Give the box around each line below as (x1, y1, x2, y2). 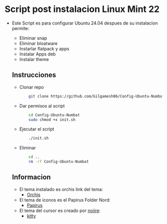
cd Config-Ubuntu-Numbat (28, 112, 80, 117)
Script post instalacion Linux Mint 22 (4, 3, 160, 15)
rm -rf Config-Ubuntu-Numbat (28, 159, 89, 164)
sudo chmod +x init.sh (28, 117, 76, 122)
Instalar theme (19, 56, 49, 62)
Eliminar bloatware (19, 40, 58, 46)
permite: (11, 25, 29, 31)
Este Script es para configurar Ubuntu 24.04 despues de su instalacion (11, 20, 158, 26)
